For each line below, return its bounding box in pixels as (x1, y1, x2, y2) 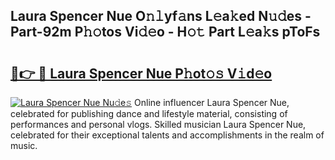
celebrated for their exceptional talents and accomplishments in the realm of (10, 129, 325, 141)
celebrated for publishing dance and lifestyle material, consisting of (10, 108, 288, 119)
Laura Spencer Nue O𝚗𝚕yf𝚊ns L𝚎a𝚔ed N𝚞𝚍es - (10, 8, 312, 25)
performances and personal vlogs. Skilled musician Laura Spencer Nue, (10, 119, 307, 130)
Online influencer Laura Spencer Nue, (134, 97, 290, 108)
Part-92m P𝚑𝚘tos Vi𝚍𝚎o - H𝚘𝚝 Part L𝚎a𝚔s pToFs (10, 24, 321, 41)
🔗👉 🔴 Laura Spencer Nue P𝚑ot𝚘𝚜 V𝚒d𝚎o (10, 65, 273, 82)
